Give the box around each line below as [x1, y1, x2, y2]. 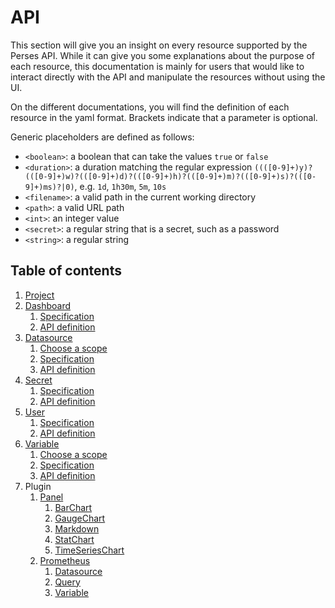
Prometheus [39, 554, 91, 566]
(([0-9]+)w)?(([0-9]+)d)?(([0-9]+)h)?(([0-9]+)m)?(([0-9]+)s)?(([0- [24, 171, 317, 181]
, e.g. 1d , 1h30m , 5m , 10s [74, 180, 167, 192]
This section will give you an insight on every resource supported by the [10, 39, 308, 51]
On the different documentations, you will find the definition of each [10, 101, 290, 113]
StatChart [54, 533, 95, 545]
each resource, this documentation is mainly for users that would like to [10, 60, 305, 72]
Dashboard [24, 299, 72, 311]
